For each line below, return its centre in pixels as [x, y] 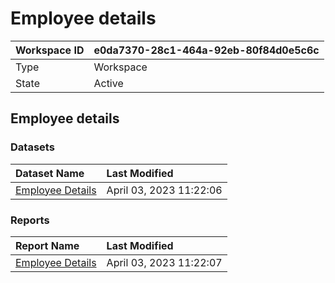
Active [108, 83]
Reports [30, 220]
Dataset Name [50, 173]
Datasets [32, 147]
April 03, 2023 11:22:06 [164, 190]
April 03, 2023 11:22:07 [164, 262]
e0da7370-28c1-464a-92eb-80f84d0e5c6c [206, 50]
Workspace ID [50, 50]
